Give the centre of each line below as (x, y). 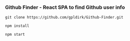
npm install (17, 26)
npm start (15, 35)
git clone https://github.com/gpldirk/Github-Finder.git (64, 18)
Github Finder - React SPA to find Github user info (65, 7)
